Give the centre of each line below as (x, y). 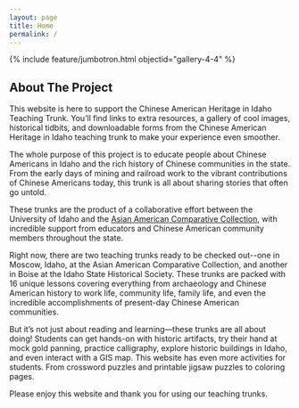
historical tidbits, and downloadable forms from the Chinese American (138, 128)
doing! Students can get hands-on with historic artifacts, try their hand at (143, 339)
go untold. (28, 192)
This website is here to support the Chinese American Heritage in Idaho (141, 109)
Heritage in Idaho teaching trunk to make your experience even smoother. (145, 137)
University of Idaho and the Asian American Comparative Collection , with (144, 219)
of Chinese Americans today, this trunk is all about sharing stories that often (149, 183)
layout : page (33, 17)
